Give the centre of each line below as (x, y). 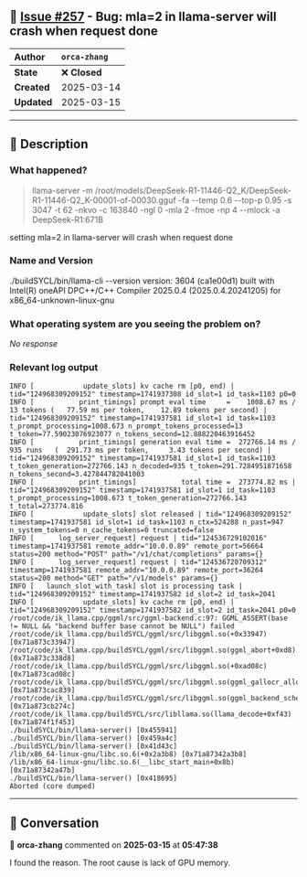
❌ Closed (81, 72)
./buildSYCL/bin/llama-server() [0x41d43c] (94, 746)
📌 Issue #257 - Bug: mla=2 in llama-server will (143, 17)
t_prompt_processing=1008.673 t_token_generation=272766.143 (128, 498)
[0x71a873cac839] (42, 690)
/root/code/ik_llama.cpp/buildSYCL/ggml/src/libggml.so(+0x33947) (138, 635)
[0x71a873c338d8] (42, 658)
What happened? (48, 170)
